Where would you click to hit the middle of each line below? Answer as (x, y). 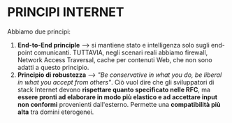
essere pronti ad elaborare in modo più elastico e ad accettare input (117, 97)
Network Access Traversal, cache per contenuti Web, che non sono (115, 59)
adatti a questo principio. (53, 67)
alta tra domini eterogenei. (56, 112)
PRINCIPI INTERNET (66, 12)
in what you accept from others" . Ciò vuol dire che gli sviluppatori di (116, 82)
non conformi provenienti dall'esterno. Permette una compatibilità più (119, 104)
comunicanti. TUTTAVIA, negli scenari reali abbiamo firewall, (121, 52)
